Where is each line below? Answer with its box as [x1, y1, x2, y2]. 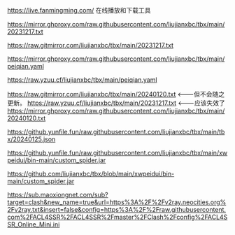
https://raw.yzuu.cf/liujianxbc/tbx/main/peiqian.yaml [7, 76, 157, 84]
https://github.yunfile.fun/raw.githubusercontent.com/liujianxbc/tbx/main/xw [7, 149, 228, 157]
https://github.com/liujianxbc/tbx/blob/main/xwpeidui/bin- [7, 170, 175, 178]
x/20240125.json [7, 135, 56, 143]
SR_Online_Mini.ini [7, 220, 60, 229]
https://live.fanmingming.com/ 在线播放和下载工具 [7, 6, 151, 14]
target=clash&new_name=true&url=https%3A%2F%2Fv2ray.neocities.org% [7, 198, 227, 206]
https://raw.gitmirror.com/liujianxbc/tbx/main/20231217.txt [7, 41, 173, 49]
